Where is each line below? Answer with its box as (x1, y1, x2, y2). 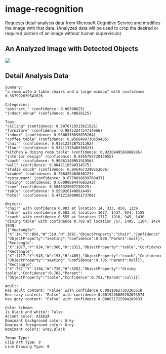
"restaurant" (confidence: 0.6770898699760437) (5, 175, 105, 181)
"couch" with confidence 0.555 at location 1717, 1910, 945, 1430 (5, 214, 145, 219)
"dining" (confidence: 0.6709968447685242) (5, 180, 96, 185)
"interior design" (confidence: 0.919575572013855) (5, 154, 114, 159)
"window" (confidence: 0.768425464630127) (5, 171, 94, 176)
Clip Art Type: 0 (5, 340, 41, 345)
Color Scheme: (5, 305, 35, 310)
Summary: (5, 85, 23, 90)
